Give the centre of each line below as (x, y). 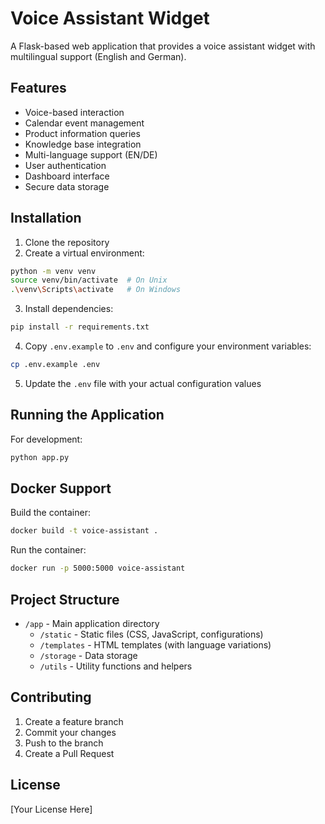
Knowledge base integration (83, 144)
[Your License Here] (51, 809)
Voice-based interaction (74, 112)
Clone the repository (67, 242)
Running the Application (87, 415)
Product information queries (82, 133)
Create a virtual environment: (84, 253)
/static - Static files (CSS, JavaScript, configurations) (151, 634)
